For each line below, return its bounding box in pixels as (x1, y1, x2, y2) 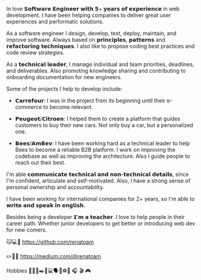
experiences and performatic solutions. (6, 18, 104, 25)
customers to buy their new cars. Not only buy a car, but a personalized (14, 122, 193, 129)
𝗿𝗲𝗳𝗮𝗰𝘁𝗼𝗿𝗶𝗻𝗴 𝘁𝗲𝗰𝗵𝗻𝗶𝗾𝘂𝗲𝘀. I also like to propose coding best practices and (6, 42, 195, 50)
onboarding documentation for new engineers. (6, 74, 123, 80)
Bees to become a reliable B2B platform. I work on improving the (14, 146, 176, 153)
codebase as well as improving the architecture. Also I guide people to (14, 152, 190, 160)
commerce (14, 103, 42, 111)
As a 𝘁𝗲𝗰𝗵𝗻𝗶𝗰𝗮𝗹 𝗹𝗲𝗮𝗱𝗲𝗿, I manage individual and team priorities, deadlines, (6, 60, 194, 68)
